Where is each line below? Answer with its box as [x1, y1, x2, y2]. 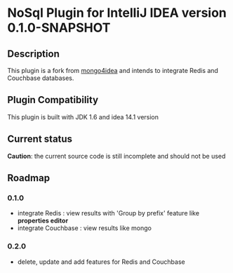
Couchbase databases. [7, 74, 74, 82]
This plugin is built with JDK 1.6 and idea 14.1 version [7, 112, 159, 121]
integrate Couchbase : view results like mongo [17, 224, 152, 232]
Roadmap [7, 172, 51, 184]
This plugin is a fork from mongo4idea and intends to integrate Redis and [7, 67, 219, 74]
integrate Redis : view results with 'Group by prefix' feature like [17, 209, 200, 218]
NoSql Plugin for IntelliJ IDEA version [7, 5, 227, 21]
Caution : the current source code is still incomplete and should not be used [7, 152, 226, 160]
